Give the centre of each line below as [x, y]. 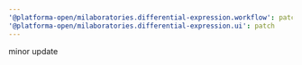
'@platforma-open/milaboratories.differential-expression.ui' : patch [142, 26]
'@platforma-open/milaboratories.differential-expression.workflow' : [142, 17]
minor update [33, 51]
